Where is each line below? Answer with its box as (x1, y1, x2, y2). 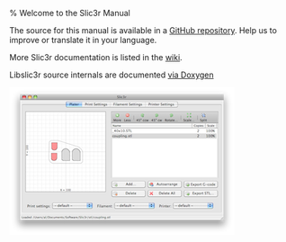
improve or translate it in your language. (9, 35, 157, 45)
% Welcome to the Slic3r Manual (9, 8, 130, 18)
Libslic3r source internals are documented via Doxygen (9, 69, 214, 80)
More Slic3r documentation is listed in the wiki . (9, 52, 183, 62)
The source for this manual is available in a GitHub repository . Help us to (9, 25, 277, 35)
